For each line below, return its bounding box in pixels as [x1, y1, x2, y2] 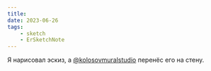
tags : [7, 23, 23, 30]
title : [7, 10, 27, 18]
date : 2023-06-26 [7, 17, 59, 24]
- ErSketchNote [20, 37, 65, 44]
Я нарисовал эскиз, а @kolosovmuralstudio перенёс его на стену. [7, 56, 205, 64]
